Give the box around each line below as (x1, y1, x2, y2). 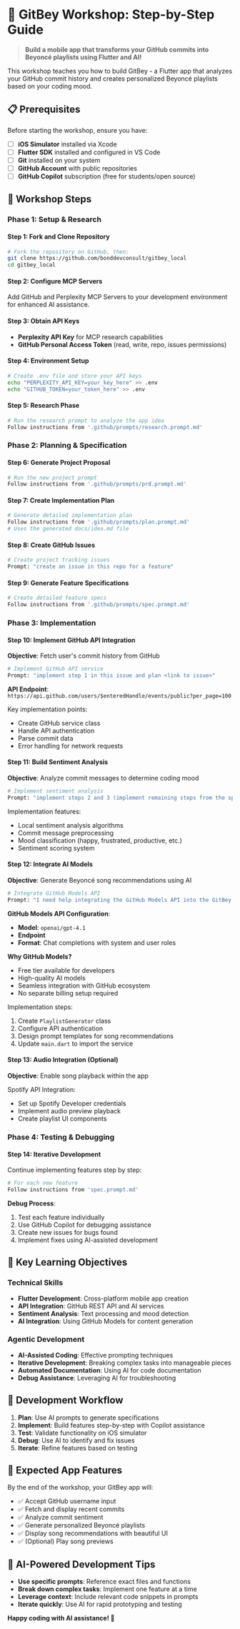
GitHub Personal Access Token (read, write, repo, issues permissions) (17, 340, 227, 349)
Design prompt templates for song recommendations (17, 1031, 174, 1040)
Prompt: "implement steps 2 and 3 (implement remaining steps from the (7, 794, 225, 801)
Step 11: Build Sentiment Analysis (7, 758, 109, 766)
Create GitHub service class (17, 718, 101, 727)
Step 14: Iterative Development (7, 1150, 101, 1158)
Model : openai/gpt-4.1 (17, 923, 86, 931)
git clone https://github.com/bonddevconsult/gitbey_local (7, 255, 187, 262)
